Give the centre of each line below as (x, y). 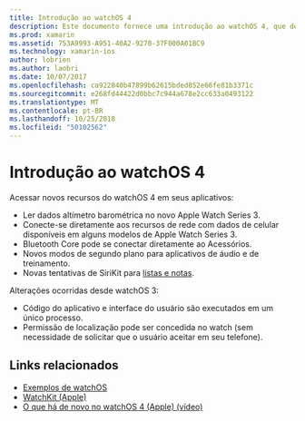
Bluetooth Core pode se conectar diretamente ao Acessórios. (137, 244)
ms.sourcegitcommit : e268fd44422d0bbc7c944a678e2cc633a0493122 (132, 93)
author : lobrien (40, 60)
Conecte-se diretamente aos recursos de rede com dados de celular (151, 224)
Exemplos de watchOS (65, 387)
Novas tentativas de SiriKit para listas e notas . (108, 272)
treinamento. (46, 263)
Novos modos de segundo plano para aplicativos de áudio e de (141, 253)
